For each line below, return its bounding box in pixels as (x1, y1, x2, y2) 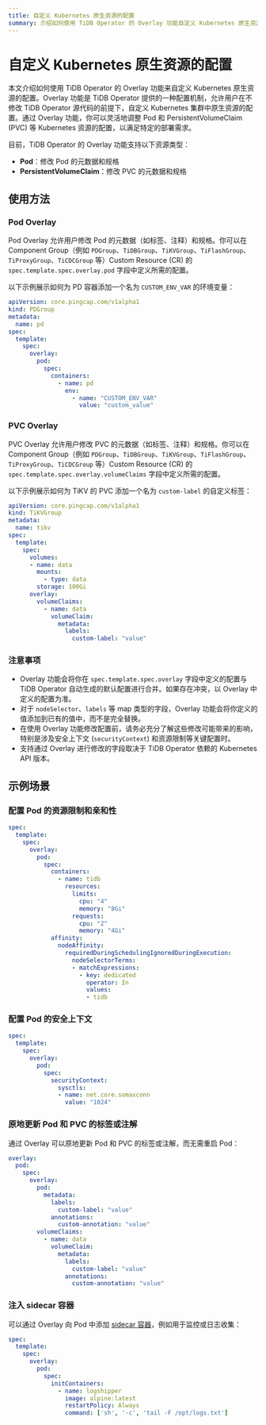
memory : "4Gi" (78, 926, 126, 935)
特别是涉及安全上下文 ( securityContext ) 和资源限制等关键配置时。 (19, 734, 235, 743)
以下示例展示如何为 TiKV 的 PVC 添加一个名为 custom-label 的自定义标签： (8, 486, 252, 495)
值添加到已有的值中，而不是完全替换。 (19, 714, 145, 723)
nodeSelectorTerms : (71, 956, 136, 965)
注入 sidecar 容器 (8, 1300, 74, 1311)
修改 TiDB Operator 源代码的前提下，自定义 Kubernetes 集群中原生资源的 (8, 103, 246, 113)
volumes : (28, 553, 59, 561)
